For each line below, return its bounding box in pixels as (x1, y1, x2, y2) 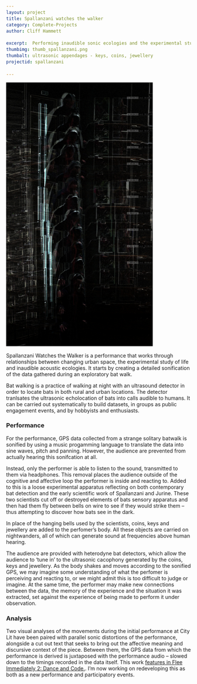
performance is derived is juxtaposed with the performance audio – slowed (6, 652, 188, 659)
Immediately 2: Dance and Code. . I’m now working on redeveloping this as (6, 665, 186, 672)
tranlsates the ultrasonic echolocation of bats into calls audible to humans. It (6, 394, 191, 401)
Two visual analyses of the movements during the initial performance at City (6, 628, 190, 635)
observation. (6, 600, 37, 607)
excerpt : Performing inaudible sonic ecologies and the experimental (6, 40, 182, 46)
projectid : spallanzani (6, 59, 64, 64)
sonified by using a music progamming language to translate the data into (6, 441, 184, 448)
